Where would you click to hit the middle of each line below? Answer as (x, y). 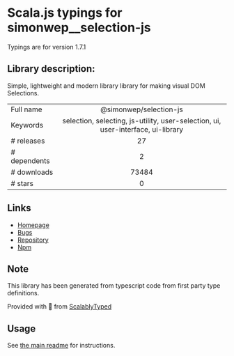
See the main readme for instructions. (61, 346)
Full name (27, 109)
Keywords (27, 125)
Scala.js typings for (65, 13)
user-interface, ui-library (142, 129)
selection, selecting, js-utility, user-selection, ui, (142, 121)
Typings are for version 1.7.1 (47, 47)
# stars (22, 183)
